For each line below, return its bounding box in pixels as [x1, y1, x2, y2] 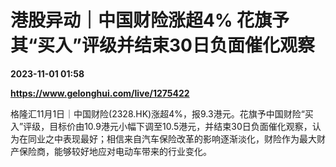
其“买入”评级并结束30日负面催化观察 [10, 34, 315, 57]
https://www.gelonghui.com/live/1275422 [10, 87, 190, 99]
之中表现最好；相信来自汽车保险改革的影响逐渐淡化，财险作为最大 [44, 132, 317, 145]
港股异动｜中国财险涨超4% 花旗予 [10, 9, 290, 32]
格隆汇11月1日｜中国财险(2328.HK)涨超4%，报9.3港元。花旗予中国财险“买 [10, 107, 314, 120]
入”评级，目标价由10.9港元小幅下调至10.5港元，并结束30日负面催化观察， [10, 120, 313, 132]
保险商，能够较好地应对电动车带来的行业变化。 [18, 145, 212, 157]
